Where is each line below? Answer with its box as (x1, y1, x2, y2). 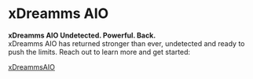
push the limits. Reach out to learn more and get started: (8, 47, 191, 56)
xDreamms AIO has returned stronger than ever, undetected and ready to (8, 38, 245, 48)
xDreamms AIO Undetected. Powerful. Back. (8, 31, 156, 40)
